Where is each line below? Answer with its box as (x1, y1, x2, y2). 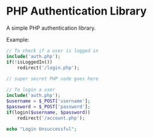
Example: (6, 36, 30, 43)
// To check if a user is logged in (6, 47, 99, 54)
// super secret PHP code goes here (6, 76, 99, 82)
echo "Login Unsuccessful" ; (6, 126, 77, 133)
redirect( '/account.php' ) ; (17, 115, 85, 121)
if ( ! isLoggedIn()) (6, 59, 53, 65)
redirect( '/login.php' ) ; (17, 65, 80, 71)
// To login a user (6, 87, 56, 93)
